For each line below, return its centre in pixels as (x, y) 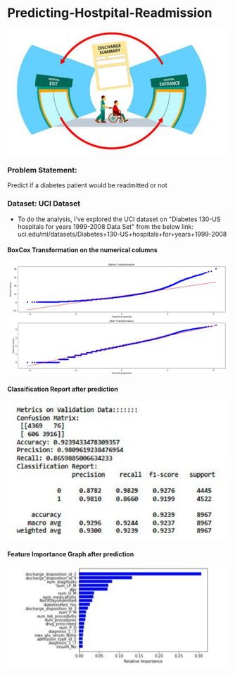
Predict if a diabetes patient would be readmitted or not (87, 185)
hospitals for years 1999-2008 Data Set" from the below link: (106, 226)
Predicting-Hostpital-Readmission (110, 13)
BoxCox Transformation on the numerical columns (83, 250)
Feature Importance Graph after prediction (71, 554)
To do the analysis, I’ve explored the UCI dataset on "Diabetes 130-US (119, 219)
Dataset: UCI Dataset (44, 204)
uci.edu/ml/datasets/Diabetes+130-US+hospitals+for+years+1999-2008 (122, 234)
